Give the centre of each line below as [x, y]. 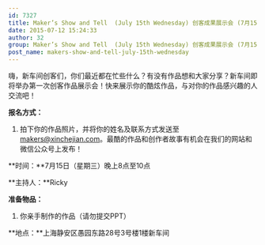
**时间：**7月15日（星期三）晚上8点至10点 [79, 166]
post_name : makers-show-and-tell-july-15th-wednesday [99, 52]
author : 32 [26, 38]
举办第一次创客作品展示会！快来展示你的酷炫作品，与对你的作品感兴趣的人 [136, 85]
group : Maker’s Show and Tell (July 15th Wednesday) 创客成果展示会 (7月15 [133, 45]
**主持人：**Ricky [38, 182]
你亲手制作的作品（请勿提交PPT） [75, 216]
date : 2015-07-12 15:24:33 [53, 30]
